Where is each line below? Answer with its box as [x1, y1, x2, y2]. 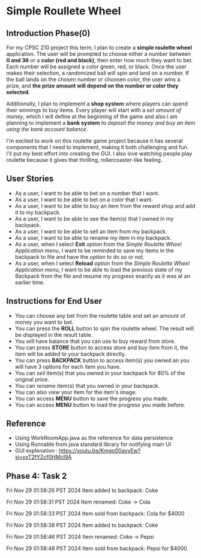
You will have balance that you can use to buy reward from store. [14, 337, 176, 345]
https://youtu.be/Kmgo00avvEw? [59, 447, 141, 454]
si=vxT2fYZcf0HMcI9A [14, 454, 72, 461]
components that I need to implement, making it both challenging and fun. [6, 144, 189, 150]
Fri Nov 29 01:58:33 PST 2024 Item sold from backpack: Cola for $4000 [6, 510, 185, 517]
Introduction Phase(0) [6, 28, 91, 38]
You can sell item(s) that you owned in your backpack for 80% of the [14, 369, 185, 376]
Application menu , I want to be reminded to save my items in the [14, 247, 174, 254]
